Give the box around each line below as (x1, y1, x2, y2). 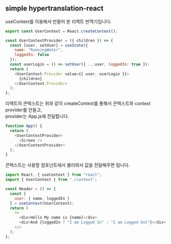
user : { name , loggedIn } (14, 196, 70, 201)
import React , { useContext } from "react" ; (5, 172, 102, 178)
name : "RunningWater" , (14, 47, 63, 53)
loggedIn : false (14, 52, 50, 58)
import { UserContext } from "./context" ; (5, 177, 97, 182)
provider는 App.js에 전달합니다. (5, 113, 69, 120)
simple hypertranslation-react (5, 4, 104, 13)
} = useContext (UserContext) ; (10, 200, 74, 206)
